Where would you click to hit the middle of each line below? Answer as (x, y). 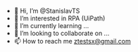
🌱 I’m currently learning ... (51, 26)
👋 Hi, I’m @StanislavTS (47, 11)
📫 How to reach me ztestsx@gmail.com (73, 41)
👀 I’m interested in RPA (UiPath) (59, 18)
